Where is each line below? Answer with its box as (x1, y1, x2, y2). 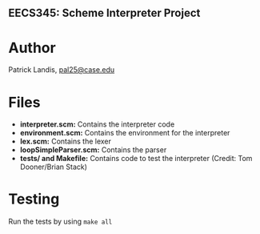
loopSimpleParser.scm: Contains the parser (19, 145, 167, 155)
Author (8, 38, 56, 57)
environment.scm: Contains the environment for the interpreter (19, 128, 230, 138)
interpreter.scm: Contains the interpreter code (19, 119, 175, 129)
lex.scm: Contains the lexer (19, 136, 112, 147)
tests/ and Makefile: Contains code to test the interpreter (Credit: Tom (19, 154, 253, 163)
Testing (8, 190, 60, 208)
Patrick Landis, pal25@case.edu (8, 65, 115, 75)
